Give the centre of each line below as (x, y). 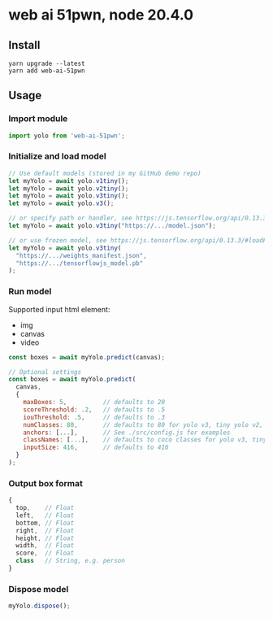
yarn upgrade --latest (47, 63)
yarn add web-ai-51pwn (47, 71)
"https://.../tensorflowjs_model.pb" (80, 263)
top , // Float (45, 508)
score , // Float (45, 553)
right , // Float (45, 530)
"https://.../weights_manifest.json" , (82, 255)
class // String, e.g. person (71, 561)
